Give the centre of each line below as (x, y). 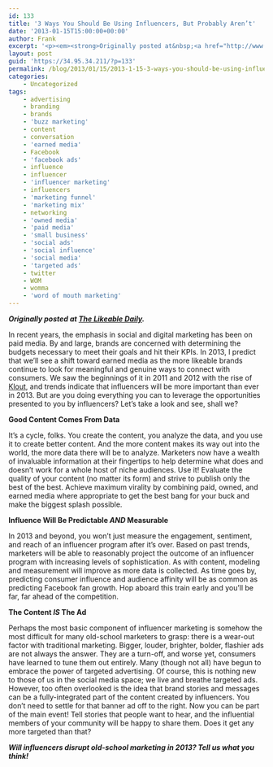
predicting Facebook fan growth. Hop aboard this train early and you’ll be (131, 588)
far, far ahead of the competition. (64, 596)
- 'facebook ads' (52, 159)
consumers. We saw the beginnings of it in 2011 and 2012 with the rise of (130, 378)
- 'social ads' (49, 243)
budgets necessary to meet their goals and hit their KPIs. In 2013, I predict (132, 352)
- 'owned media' (51, 220)
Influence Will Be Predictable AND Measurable (89, 520)
